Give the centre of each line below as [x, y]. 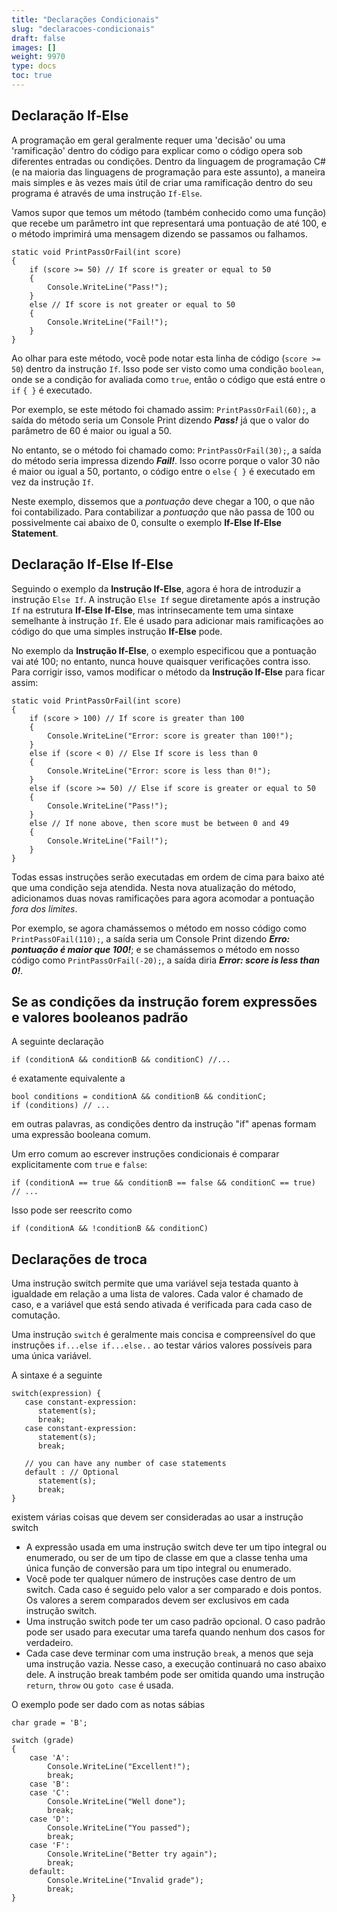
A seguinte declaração [57, 1042]
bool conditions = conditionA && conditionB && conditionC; [139, 1097]
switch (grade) [43, 1741]
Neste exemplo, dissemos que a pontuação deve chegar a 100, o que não [163, 501]
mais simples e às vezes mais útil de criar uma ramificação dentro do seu [162, 182]
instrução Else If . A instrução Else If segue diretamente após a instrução [166, 599]
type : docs [34, 66]
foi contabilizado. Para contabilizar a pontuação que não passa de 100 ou [163, 512]
